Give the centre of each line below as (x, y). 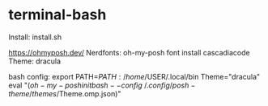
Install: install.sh (35, 37)
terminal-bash (57, 15)
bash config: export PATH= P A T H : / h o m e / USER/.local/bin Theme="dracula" (134, 76)
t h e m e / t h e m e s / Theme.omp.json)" (65, 93)
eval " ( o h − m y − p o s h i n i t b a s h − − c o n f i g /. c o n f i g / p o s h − (102, 85)
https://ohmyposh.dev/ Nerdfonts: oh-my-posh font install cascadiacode (129, 52)
